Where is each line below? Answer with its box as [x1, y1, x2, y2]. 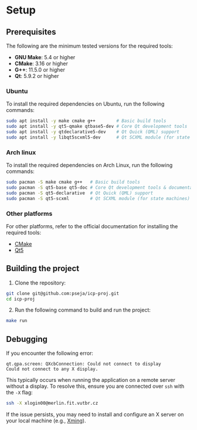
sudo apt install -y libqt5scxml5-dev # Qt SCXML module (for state [6, 134, 191, 140]
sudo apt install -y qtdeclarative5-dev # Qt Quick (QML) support [6, 129, 180, 135]
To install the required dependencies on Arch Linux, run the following [6, 162, 173, 169]
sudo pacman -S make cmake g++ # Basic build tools [6, 180, 141, 185]
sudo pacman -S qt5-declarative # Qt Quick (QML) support [6, 190, 154, 196]
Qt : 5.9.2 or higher [14, 73, 60, 79]
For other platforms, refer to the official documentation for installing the [6, 222, 178, 229]
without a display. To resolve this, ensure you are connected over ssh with [6, 382, 185, 390]
